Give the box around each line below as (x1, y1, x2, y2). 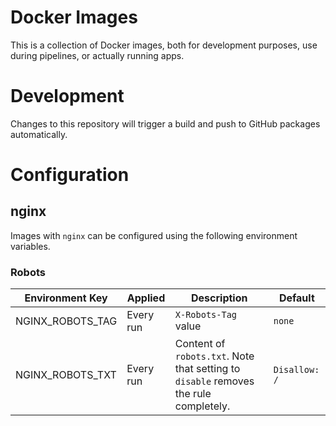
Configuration (10, 164, 130, 186)
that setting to (174, 362, 241, 376)
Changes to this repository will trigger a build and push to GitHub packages (10, 117, 321, 130)
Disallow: (273, 364, 320, 376)
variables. (10, 240, 51, 252)
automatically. (10, 128, 68, 140)
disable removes (174, 374, 255, 388)
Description (191, 291, 248, 305)
